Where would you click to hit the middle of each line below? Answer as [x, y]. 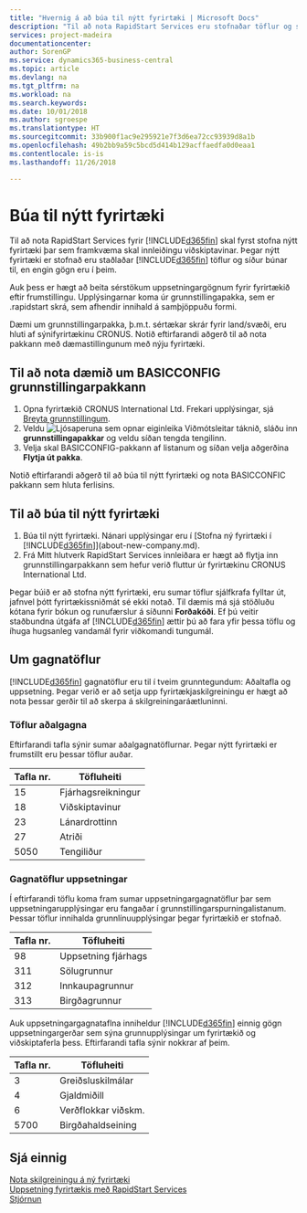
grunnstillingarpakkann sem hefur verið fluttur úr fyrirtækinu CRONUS [154, 565]
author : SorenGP [40, 52]
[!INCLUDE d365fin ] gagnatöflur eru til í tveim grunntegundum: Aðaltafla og [150, 681]
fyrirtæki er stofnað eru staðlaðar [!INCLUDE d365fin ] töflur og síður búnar [148, 260]
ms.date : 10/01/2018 [49, 111]
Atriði [71, 837]
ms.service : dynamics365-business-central [91, 60]
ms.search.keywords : [49, 103]
